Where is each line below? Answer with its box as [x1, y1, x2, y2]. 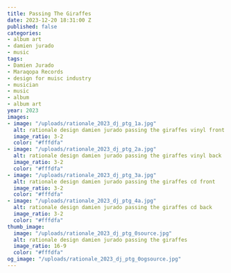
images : [7, 113, 30, 120]
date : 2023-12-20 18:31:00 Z [7, 17, 92, 24]
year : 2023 [7, 107, 39, 114]
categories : [7, 29, 42, 37]
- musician [7, 81, 39, 88]
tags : [7, 56, 23, 63]
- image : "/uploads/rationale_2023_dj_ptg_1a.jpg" [7, 119, 157, 127]
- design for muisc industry [7, 74, 92, 82]
